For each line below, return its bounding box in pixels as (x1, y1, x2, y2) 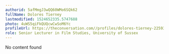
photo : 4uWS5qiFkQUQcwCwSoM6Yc (5, 21, 71, 26)
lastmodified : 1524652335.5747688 (5, 16, 78, 21)
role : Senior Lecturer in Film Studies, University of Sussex (5, 30, 138, 35)
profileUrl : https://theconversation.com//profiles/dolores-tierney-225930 (5, 26, 167, 31)
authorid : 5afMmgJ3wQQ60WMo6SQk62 (5, 7, 78, 12)
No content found (5, 44, 42, 50)
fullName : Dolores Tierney (5, 12, 62, 17)
